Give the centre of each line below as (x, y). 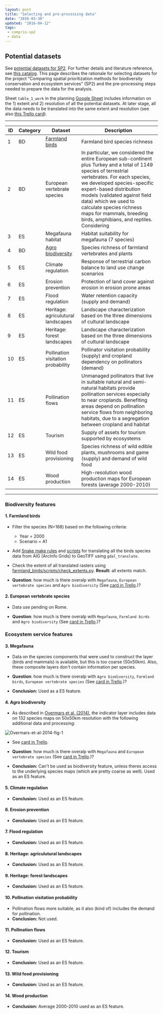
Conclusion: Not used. (35, 919)
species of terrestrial (105, 171)
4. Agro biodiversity (25, 702)
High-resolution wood (106, 472)
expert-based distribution (111, 189)
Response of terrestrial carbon (116, 261)
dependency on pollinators (112, 362)
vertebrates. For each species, (116, 177)
